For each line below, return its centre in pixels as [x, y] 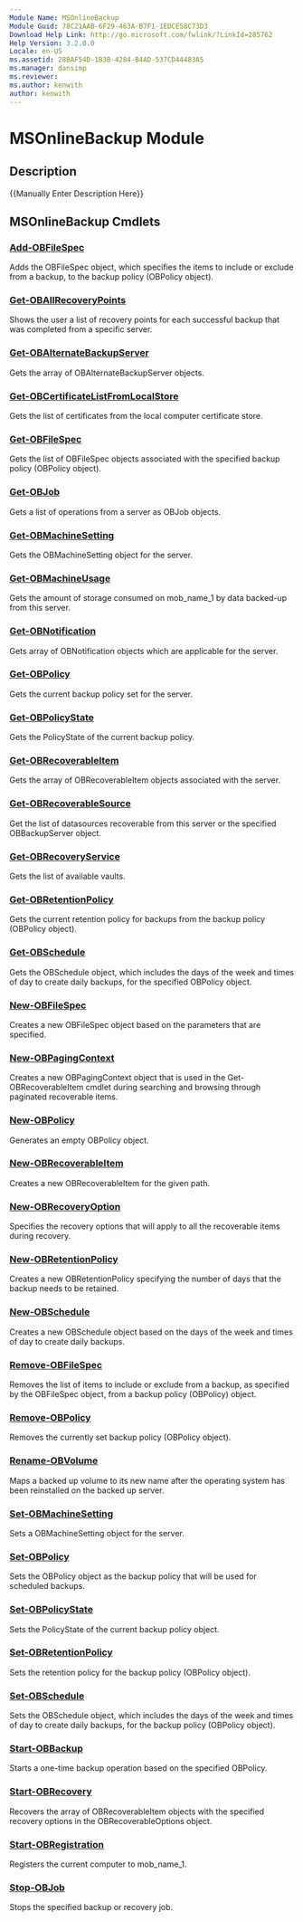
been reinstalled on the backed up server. [87, 1490]
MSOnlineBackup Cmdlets [85, 221]
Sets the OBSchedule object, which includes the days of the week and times [151, 1716]
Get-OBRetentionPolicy [62, 899]
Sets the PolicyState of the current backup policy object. [114, 1629]
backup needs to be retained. [64, 1289]
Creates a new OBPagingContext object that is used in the [118, 1078]
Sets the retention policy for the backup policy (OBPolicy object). [130, 1672]
